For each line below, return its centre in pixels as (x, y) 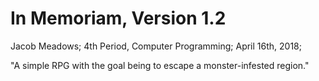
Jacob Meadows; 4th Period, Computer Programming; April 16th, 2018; (156, 46)
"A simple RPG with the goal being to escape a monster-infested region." (160, 65)
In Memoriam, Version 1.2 (118, 18)
